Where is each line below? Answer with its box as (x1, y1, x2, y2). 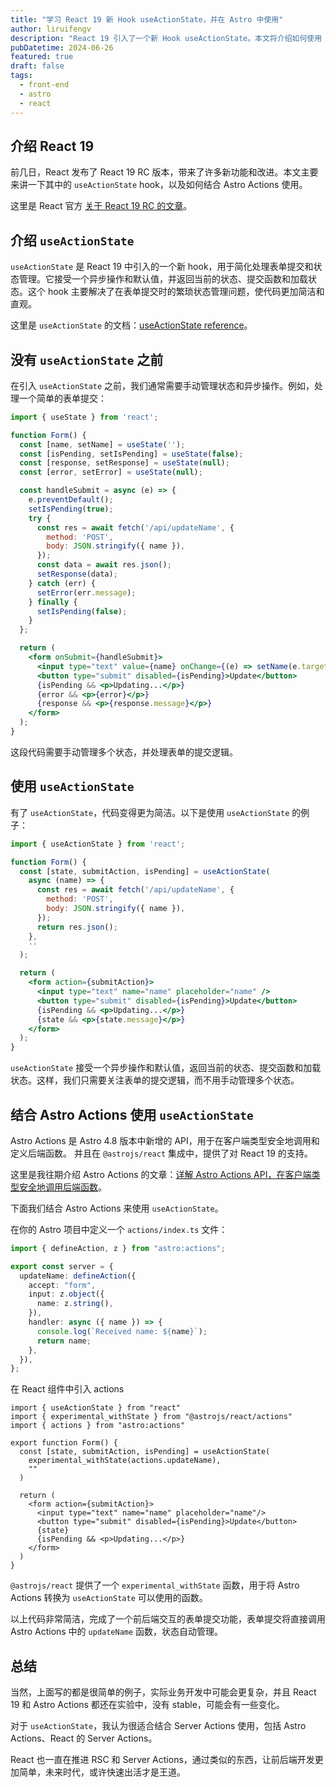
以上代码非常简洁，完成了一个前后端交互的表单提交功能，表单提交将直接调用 (10, 1613, 326, 1625)
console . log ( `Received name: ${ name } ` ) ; (36, 1326, 208, 1336)
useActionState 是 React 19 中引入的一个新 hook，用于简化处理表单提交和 (10, 261, 314, 273)
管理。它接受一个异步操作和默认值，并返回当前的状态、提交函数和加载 (18, 273, 308, 285)
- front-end (19, 80, 70, 90)
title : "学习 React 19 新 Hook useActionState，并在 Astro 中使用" (10, 14, 284, 25)
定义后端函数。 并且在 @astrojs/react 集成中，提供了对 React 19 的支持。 (10, 1147, 313, 1159)
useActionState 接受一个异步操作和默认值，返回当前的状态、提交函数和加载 (10, 1062, 322, 1074)
